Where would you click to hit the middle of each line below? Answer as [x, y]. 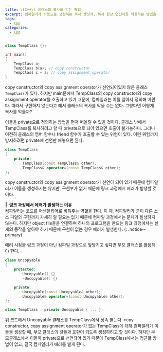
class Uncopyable [23, 260]
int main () [16, 54]
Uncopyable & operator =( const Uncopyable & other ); [74, 296]
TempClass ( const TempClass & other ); [60, 163]
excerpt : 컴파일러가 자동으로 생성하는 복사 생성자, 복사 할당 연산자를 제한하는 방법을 [81, 14]
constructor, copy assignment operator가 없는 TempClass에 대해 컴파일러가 [79, 326]
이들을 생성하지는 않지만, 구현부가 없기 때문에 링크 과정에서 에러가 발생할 [83, 188]
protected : [25, 269]
